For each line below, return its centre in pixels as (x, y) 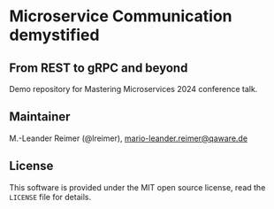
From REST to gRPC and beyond (99, 68)
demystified (54, 35)
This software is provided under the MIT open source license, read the (137, 187)
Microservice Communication (121, 16)
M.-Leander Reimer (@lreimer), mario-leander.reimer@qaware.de (129, 138)
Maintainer (40, 117)
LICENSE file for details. (50, 197)
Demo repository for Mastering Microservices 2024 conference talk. (133, 89)
